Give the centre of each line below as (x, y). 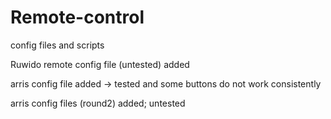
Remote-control (77, 17)
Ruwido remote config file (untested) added (100, 64)
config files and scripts (57, 45)
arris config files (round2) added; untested (98, 103)
